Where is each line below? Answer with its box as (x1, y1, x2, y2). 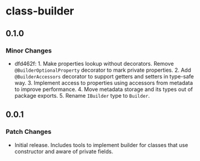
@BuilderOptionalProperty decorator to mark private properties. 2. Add (14, 66, 192, 74)
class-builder (5, 4, 74, 18)
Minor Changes (5, 46, 52, 55)
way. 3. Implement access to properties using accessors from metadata (14, 79, 193, 86)
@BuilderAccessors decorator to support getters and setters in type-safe (14, 72, 194, 80)
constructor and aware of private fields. (14, 148, 114, 155)
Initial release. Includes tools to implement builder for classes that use (14, 141, 189, 148)
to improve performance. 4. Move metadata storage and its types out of (14, 86, 193, 93)
